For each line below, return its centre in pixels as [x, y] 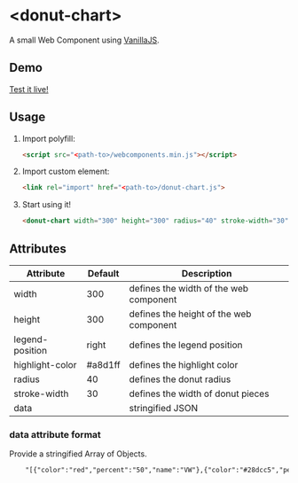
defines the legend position [186, 345]
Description [207, 273]
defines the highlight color [184, 365]
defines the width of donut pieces [199, 393]
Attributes [38, 249]
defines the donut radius [180, 379]
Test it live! [29, 89]
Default [103, 273]
